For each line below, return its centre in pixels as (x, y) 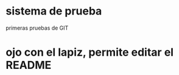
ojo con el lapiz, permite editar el (90, 52)
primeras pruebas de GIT (37, 28)
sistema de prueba (54, 11)
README (29, 65)
